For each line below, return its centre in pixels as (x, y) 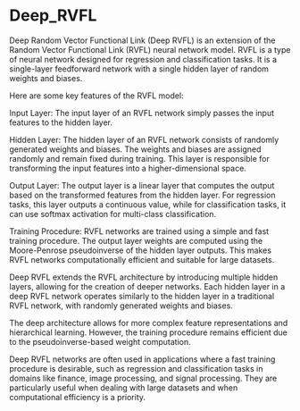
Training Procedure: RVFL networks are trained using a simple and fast (139, 231)
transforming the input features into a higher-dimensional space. (128, 168)
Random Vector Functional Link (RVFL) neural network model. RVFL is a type (150, 49)
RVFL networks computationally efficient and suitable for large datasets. (142, 259)
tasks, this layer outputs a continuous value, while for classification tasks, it (148, 204)
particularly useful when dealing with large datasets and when (124, 387)
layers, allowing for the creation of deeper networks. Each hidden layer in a (147, 286)
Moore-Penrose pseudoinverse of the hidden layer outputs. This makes (141, 250)
